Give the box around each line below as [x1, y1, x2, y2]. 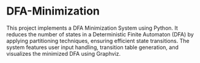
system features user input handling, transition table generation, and [6, 44, 179, 51]
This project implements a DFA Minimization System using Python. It [6, 24, 179, 31]
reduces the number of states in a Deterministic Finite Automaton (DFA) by [6, 30, 194, 38]
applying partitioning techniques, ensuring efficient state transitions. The [6, 37, 190, 44]
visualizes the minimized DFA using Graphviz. [6, 50, 121, 57]
